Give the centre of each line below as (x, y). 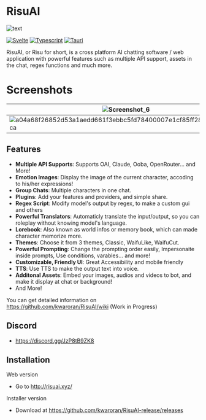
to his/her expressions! (44, 184)
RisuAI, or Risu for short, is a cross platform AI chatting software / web (95, 52)
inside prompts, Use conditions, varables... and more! (82, 255)
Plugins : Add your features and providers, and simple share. (91, 196)
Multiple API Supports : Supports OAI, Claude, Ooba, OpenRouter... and (105, 164)
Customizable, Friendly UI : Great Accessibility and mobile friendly (99, 262)
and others (29, 209)
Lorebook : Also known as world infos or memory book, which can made (106, 229)
